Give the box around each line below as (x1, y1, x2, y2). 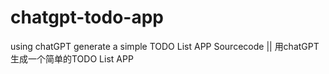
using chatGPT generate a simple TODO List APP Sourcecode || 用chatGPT (10, 40, 320, 52)
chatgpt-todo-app (10, 6, 164, 29)
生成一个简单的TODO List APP (10, 52, 134, 65)
